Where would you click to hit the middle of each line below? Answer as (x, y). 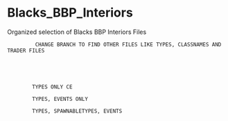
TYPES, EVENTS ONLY (60, 99)
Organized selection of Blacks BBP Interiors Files (77, 32)
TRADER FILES (26, 50)
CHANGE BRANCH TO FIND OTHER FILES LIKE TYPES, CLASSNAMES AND (128, 44)
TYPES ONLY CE (52, 87)
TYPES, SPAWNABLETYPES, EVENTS (77, 111)
